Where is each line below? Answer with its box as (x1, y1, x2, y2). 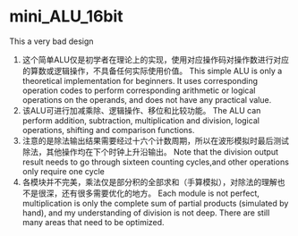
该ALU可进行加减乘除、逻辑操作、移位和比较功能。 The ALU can (21, 105, 261, 115)
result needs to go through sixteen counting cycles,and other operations (21, 156, 289, 167)
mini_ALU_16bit (9, 6, 123, 27)
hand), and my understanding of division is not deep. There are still (21, 207, 270, 218)
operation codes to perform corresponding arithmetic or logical (21, 85, 257, 96)
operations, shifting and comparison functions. (21, 124, 195, 135)
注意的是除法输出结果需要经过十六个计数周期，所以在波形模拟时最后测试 (21, 135, 289, 146)
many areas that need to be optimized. (21, 216, 165, 227)
